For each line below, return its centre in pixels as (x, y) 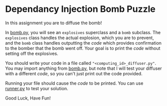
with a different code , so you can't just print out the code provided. (74, 73)
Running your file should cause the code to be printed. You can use (74, 83)
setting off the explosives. (32, 53)
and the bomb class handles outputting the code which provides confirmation (83, 43)
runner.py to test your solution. (37, 88)
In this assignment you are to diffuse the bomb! (54, 23)
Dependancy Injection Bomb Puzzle (81, 9)
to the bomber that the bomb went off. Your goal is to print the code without (83, 48)
